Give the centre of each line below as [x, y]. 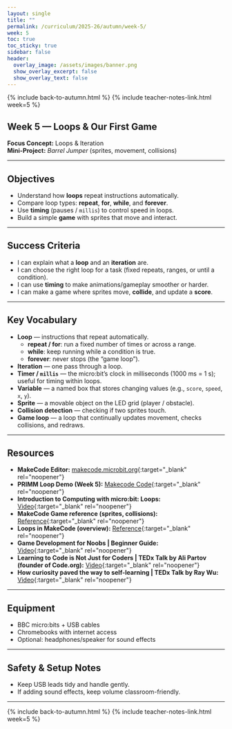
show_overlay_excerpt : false [55, 71]
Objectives [31, 179]
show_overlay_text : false [51, 78]
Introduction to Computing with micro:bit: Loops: [89, 499]
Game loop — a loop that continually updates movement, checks [109, 417]
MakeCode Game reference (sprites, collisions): [87, 514]
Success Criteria [44, 246]
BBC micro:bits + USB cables [58, 625]
